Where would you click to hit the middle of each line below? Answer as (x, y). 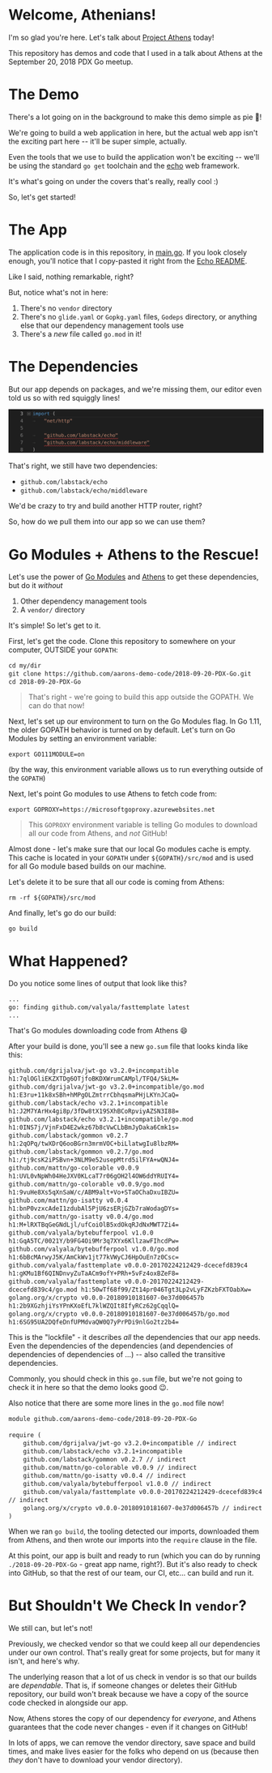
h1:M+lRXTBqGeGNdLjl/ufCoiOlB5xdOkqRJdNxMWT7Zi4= (94, 1225)
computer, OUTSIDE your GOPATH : (64, 650)
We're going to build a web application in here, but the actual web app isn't (133, 132)
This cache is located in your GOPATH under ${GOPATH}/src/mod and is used (131, 858)
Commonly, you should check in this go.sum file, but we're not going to (125, 1379)
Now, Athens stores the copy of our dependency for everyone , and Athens (132, 1719)
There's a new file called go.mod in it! (81, 333)
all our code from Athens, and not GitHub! (98, 834)
